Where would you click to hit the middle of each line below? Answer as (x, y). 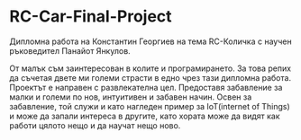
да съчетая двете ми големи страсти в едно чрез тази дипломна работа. (150, 77)
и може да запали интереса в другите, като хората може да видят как (145, 116)
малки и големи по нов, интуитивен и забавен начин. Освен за (131, 97)
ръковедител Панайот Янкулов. (70, 50)
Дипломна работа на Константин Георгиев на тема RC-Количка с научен (150, 41)
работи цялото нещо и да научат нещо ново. (95, 125)
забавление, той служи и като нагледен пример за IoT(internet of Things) (150, 106)
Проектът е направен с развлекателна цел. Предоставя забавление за (146, 87)
